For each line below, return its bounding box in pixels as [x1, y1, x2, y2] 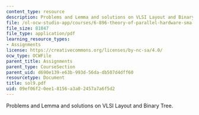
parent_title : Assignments [6, 58, 73, 64]
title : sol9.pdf [6, 81, 46, 87]
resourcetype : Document [6, 75, 65, 81]
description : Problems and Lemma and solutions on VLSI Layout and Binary [6, 14, 195, 20]
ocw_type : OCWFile [6, 53, 52, 59]
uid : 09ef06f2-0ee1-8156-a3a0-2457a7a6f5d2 [6, 86, 115, 92]
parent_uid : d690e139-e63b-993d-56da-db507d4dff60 [6, 69, 134, 75]
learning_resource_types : [6, 36, 70, 42]
